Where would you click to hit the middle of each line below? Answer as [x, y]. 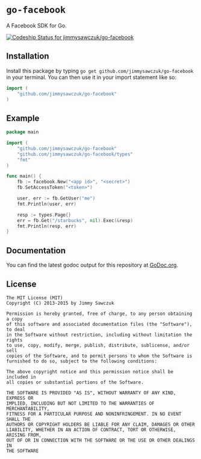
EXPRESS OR [20, 398]
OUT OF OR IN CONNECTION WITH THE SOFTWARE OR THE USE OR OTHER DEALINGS [101, 440]
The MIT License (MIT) [35, 298]
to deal [16, 329]
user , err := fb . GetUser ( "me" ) [56, 198]
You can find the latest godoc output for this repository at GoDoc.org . [92, 265]
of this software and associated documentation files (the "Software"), [99, 324]
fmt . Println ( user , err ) [47, 204]
